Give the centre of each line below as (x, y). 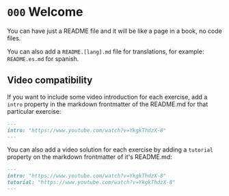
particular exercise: (34, 111)
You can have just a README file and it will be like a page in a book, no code (114, 31)
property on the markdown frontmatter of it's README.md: (90, 157)
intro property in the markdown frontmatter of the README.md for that (108, 104)
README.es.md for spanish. (43, 58)
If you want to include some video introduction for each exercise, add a (107, 97)
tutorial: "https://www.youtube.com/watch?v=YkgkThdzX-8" (91, 182)
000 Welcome (45, 12)
